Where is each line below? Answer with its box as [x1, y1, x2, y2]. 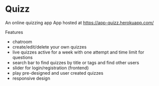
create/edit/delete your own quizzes [12, 44, 87, 50]
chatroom [12, 38, 32, 45]
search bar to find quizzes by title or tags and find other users [12, 59, 139, 65]
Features [5, 29, 23, 35]
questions [12, 54, 33, 60]
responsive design [12, 75, 51, 81]
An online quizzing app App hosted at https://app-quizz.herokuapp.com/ [5, 20, 154, 26]
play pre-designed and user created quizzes [12, 70, 103, 76]
